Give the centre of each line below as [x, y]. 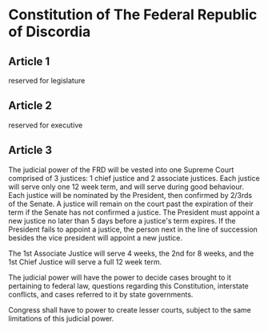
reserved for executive [46, 125]
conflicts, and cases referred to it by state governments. [101, 294]
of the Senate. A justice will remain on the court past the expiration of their [131, 204]
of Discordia [50, 32]
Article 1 [29, 61]
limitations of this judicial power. [61, 318]
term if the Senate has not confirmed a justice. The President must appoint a [134, 212]
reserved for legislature [47, 81]
